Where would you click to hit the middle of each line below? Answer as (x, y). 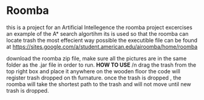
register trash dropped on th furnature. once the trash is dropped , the (94, 78)
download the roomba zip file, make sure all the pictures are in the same (97, 58)
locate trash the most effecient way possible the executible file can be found (102, 40)
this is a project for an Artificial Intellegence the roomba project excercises (99, 27)
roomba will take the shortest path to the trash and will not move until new (99, 84)
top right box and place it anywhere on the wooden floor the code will (93, 71)
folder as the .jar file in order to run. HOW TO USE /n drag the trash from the (101, 65)
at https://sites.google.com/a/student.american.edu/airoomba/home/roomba (102, 47)
